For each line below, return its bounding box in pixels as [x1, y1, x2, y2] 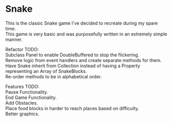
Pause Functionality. [5, 89, 48, 95]
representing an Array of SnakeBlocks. [5, 68, 87, 74]
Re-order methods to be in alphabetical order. [5, 73, 102, 79]
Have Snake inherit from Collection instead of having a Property [5, 63, 140, 69]
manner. [5, 36, 23, 43]
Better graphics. [5, 111, 40, 117]
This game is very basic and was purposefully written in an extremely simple [5, 31, 167, 37]
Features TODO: [5, 83, 40, 90]
